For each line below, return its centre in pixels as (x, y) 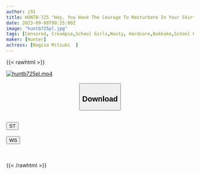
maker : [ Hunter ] (26, 39)
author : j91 (21, 12)
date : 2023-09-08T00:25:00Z (41, 23)
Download (100, 99)
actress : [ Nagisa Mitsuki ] (42, 45)
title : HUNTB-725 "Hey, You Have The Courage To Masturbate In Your (93, 17)
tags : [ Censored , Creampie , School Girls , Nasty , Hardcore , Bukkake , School (98, 34)
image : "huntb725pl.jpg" (37, 28)
